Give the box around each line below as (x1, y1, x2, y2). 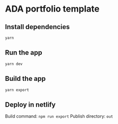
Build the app (5, 75, 46, 83)
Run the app (5, 48, 42, 57)
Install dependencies (5, 23, 70, 31)
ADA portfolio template (5, 3, 100, 15)
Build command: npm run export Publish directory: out (5, 113, 113, 119)
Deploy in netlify (5, 101, 56, 109)
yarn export (5, 87, 29, 93)
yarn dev (5, 62, 23, 66)
